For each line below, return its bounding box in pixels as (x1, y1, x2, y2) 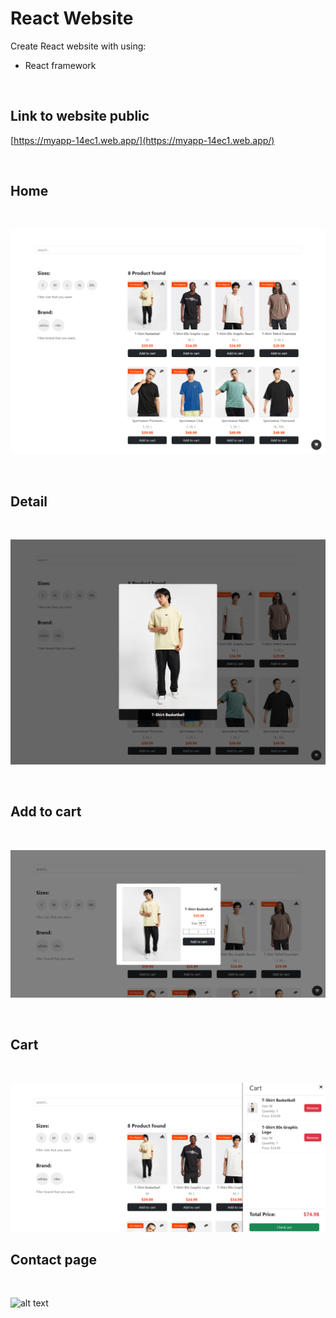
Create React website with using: (10, 40, 147, 52)
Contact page (10, 1251, 97, 1268)
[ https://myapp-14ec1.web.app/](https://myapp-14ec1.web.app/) (10, 134, 275, 146)
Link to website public (10, 108, 150, 125)
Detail (10, 493, 48, 510)
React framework (24, 59, 97, 71)
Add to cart (10, 803, 82, 821)
